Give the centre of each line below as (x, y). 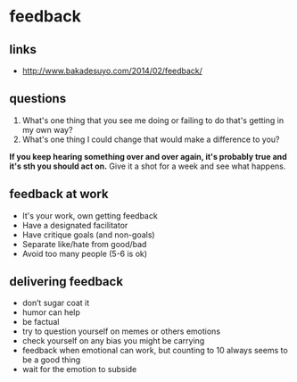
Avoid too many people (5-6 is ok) (85, 253)
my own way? (47, 129)
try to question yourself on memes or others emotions (121, 331)
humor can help (51, 312)
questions (38, 99)
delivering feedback (66, 282)
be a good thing (51, 360)
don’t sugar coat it (56, 303)
